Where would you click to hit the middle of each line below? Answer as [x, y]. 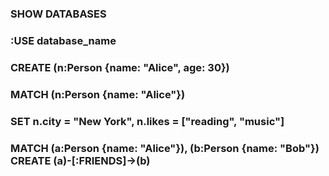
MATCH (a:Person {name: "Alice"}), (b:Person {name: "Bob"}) [165, 148]
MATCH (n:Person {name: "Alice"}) [98, 94]
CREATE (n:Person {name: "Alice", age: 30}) [120, 67]
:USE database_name [63, 40]
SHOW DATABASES [58, 14]
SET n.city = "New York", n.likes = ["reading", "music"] [147, 121]
